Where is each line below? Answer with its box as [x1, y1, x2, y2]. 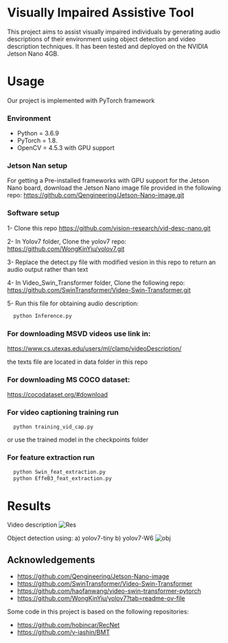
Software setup [7, 208, 60, 218]
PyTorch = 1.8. [16, 136, 58, 145]
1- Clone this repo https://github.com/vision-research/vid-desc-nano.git [7, 224, 211, 232]
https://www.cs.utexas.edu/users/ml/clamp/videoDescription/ [7, 344, 182, 352]
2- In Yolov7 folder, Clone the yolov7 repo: [7, 237, 127, 246]
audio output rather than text [7, 265, 89, 273]
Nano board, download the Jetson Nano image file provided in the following [7, 184, 221, 192]
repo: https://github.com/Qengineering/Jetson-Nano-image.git [7, 191, 185, 199]
